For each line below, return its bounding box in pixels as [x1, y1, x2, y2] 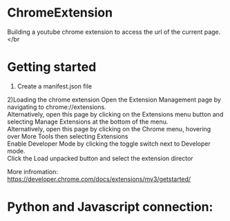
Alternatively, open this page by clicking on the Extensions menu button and [7, 110, 224, 118]
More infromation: [7, 167, 59, 175]
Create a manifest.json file [17, 81, 92, 90]
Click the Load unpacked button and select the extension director [7, 154, 193, 162]
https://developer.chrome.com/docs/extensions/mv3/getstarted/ [7, 175, 191, 183]
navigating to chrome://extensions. [7, 102, 106, 111]
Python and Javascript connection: [7, 199, 213, 215]
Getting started [7, 59, 97, 75]
